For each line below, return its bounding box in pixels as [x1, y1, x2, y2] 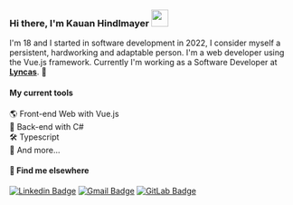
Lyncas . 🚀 [9, 66, 47, 77]
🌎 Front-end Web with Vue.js [9, 108, 119, 119]
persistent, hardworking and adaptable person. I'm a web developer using [9, 47, 285, 58]
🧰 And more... [9, 144, 61, 155]
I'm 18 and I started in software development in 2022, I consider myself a [9, 37, 281, 49]
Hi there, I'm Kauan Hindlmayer [9, 16, 149, 29]
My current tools [9, 87, 74, 98]
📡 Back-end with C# [9, 121, 84, 132]
